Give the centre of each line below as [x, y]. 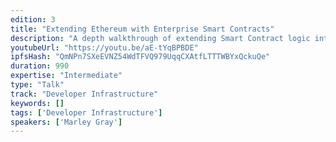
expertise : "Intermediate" [66, 76]
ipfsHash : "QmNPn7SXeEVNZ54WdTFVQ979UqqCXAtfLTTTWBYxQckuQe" [140, 57]
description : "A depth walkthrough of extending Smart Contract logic [160, 38]
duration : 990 [40, 66]
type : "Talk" [37, 85]
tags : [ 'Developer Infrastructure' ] [86, 112]
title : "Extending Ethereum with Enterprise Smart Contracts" [142, 29]
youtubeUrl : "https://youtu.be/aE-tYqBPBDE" [104, 47]
